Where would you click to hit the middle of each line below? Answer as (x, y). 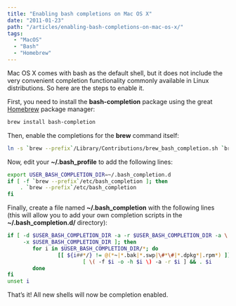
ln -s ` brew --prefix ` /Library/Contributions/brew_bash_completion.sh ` (116, 148)
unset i (19, 281)
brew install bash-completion (52, 122)
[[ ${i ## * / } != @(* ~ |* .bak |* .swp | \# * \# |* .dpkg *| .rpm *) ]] (144, 255)
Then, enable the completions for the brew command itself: (93, 135)
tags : (15, 33)
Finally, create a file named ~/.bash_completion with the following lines (111, 208)
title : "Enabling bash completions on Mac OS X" (80, 14)
